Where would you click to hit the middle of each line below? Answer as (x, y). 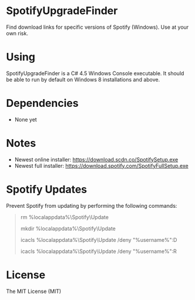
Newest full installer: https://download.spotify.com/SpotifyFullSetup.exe (102, 166)
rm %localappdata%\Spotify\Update (64, 217)
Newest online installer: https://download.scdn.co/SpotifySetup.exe (96, 159)
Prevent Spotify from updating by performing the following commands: (92, 205)
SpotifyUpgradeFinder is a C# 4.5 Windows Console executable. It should (95, 73)
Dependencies (42, 103)
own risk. (17, 33)
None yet (26, 119)
